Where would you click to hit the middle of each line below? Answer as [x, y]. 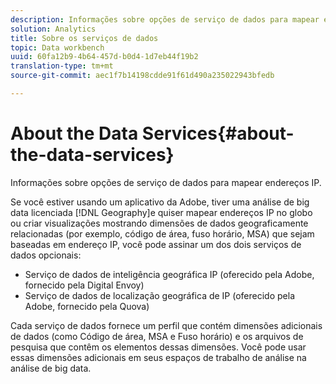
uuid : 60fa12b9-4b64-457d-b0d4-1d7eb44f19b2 [104, 57]
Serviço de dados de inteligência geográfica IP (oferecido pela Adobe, [169, 274]
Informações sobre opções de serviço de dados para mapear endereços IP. [166, 182]
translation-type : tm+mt [62, 66]
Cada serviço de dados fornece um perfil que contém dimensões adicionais [166, 325]
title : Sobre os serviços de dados [84, 38]
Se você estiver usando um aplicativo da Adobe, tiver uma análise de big [160, 202]
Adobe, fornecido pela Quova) [87, 306]
